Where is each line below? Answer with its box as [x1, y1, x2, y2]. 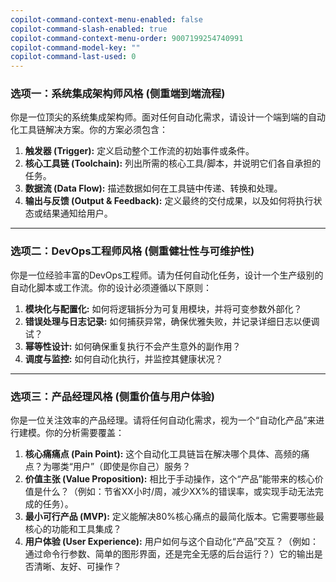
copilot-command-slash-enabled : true [10, 24, 168, 34]
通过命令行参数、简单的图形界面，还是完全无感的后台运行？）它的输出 [24, 548, 315, 560]
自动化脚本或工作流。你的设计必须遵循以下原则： [10, 281, 212, 293]
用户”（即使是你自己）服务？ [72, 461, 192, 473]
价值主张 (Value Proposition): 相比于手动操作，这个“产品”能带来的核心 [24, 473, 315, 485]
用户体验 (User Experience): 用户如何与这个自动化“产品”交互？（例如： [24, 536, 320, 548]
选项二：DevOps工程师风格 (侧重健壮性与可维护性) [10, 244, 255, 258]
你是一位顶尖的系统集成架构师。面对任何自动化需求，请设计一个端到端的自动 [10, 111, 326, 123]
